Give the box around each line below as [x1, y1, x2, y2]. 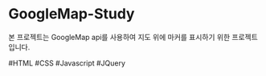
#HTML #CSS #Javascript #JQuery [8, 58, 126, 68]
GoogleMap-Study [8, 5, 135, 23]
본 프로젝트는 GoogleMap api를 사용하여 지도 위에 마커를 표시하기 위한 [8, 32, 231, 42]
